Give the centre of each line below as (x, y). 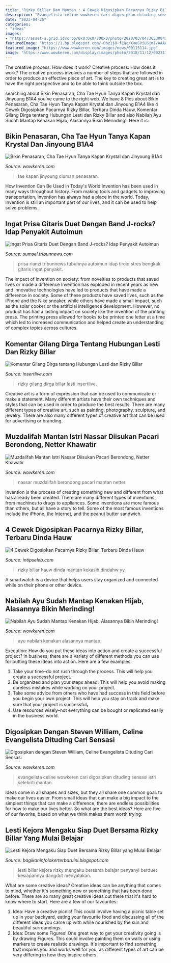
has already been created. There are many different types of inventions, (81, 497)
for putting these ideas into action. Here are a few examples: (69, 662)
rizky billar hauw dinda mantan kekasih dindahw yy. (72, 570)
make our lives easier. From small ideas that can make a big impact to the (82, 798)
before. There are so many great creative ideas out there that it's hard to (81, 896)
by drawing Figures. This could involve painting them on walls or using (87, 939)
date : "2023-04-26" (26, 19)
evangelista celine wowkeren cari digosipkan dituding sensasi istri (87, 777)
